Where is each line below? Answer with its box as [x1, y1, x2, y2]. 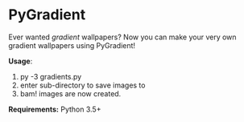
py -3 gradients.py [19, 71, 82, 81]
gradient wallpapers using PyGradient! [8, 40, 135, 50]
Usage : [8, 56, 33, 66]
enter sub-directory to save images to [19, 80, 146, 90]
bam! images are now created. [19, 88, 122, 98]
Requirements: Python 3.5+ [8, 104, 101, 114]
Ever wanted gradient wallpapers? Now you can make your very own [8, 32, 237, 42]
